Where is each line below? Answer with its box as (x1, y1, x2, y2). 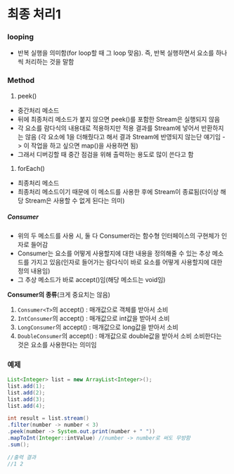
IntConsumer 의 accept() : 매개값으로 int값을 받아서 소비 (17, 314, 170, 322)
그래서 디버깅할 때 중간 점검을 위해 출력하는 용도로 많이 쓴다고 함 (17, 150, 194, 158)
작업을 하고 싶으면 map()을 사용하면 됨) (30, 141, 138, 150)
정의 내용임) (17, 267, 51, 275)
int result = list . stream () (7, 415, 90, 422)
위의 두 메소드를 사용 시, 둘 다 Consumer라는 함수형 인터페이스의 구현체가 (17, 231, 220, 240)
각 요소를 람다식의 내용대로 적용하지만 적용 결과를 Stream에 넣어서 (17, 124, 200, 132)
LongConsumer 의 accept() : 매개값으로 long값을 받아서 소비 (17, 323, 178, 331)
